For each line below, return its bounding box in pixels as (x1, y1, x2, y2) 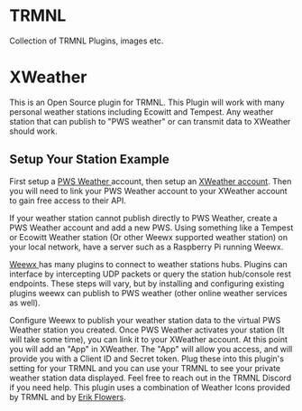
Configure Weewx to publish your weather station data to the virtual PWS (9, 314, 281, 325)
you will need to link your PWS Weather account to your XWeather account (9, 185, 288, 196)
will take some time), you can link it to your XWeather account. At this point (9, 333, 288, 344)
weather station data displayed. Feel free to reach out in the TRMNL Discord (9, 372, 291, 383)
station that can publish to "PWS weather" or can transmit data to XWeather (9, 116, 291, 126)
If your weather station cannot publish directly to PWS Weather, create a (9, 212, 278, 223)
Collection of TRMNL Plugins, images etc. (9, 35, 164, 46)
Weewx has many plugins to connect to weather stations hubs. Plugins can (9, 258, 288, 269)
